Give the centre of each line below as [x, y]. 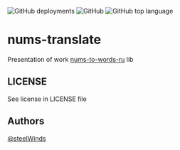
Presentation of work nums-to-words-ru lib [70, 59]
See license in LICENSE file [47, 99]
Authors [26, 121]
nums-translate [54, 40]
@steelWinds [27, 138]
